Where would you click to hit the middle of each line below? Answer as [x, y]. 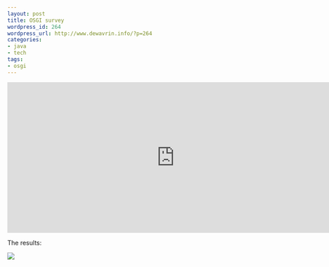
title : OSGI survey [36, 20]
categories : [25, 40]
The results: [25, 242]
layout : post [26, 14]
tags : [15, 60]
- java [17, 46]
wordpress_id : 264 [34, 27]
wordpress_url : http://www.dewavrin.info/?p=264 [80, 33]
